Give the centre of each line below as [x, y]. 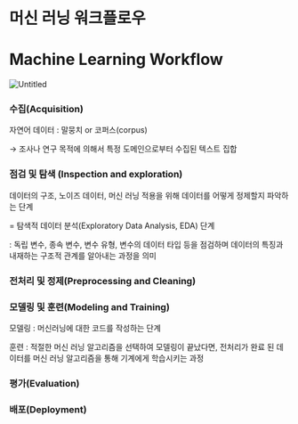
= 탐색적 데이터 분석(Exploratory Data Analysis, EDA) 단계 [112, 225]
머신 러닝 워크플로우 [78, 18]
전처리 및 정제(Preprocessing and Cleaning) [103, 281]
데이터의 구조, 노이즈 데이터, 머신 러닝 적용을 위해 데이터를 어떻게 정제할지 [137, 195]
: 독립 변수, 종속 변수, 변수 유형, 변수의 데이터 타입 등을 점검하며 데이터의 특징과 [146, 244]
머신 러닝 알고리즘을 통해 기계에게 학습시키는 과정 [118, 358]
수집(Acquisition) [47, 110]
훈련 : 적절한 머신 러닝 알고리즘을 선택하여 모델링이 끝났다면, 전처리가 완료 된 [142, 347]
